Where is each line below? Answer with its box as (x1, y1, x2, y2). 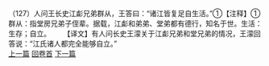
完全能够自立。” (68, 39, 118, 48)
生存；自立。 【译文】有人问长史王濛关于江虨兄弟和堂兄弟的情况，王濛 (8, 29, 254, 38)
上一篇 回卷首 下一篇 (8, 49, 77, 58)
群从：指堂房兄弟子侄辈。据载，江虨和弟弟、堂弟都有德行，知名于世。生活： (8, 19, 263, 28)
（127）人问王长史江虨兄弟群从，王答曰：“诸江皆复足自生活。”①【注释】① (8, 9, 261, 18)
